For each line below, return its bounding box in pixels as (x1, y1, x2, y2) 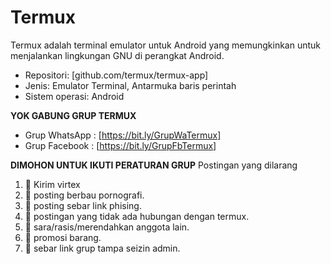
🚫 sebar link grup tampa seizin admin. (24, 242, 181, 254)
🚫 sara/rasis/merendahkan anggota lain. (24, 221, 190, 233)
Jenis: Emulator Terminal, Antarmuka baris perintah (24, 79, 237, 91)
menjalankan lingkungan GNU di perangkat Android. (10, 49, 225, 61)
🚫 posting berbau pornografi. (24, 189, 145, 201)
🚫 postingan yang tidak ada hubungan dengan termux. (24, 210, 250, 222)
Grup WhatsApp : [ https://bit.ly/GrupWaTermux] (24, 129, 222, 141)
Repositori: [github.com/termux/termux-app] (24, 69, 209, 81)
